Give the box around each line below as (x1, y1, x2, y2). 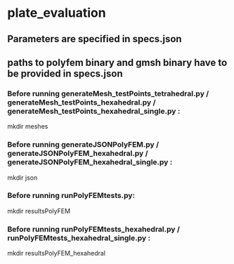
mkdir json (7, 173, 38, 182)
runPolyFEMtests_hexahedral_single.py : (7, 233, 151, 243)
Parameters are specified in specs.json (7, 33, 182, 45)
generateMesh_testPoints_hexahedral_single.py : (7, 106, 181, 116)
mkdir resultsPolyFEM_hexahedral (7, 249, 106, 258)
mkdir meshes (7, 122, 48, 131)
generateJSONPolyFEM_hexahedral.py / (7, 149, 148, 159)
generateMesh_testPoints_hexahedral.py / (7, 97, 156, 107)
